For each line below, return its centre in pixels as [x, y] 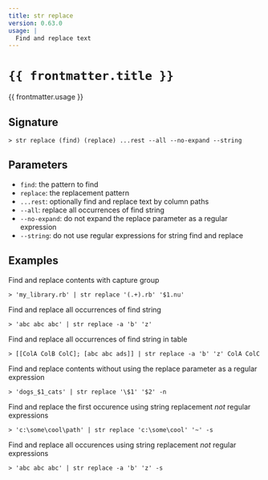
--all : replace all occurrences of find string [92, 210]
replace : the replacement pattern [75, 192]
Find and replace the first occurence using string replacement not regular [130, 406]
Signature [33, 122]
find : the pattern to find [59, 184]
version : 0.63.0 [35, 23]
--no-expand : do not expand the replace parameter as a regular [124, 218]
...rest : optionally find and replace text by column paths [114, 201]
